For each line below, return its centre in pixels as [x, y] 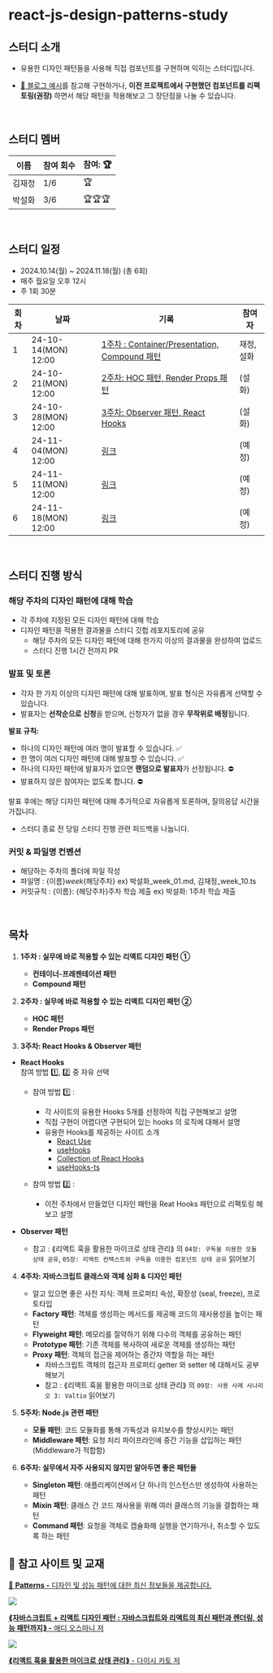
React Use [74, 1141]
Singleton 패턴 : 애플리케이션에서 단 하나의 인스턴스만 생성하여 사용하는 [145, 1485]
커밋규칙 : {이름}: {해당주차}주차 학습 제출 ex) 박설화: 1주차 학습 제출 [128, 891]
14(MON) [50, 349]
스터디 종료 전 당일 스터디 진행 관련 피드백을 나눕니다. [104, 828]
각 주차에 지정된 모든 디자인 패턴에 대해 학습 [90, 620]
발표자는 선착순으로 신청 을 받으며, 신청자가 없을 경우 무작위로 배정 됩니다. [135, 714]
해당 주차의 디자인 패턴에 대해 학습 [71, 600]
